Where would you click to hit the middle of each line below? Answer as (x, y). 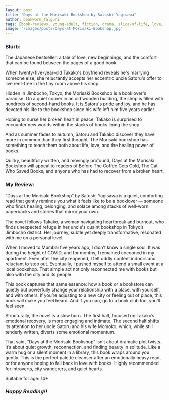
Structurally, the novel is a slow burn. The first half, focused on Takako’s (80, 315)
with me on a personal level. (35, 238)
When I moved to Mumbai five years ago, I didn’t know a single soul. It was (83, 247)
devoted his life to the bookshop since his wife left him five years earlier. (80, 110)
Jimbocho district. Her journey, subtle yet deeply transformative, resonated (83, 232)
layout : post (19, 10)
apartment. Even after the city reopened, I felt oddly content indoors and (80, 258)
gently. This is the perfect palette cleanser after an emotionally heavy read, (83, 357)
